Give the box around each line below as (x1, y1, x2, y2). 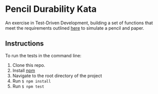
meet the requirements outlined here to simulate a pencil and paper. (5, 25, 145, 31)
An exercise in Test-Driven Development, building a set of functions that (5, 20, 153, 26)
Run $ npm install (12, 78, 51, 84)
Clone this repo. (12, 62, 45, 68)
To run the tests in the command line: (5, 52, 82, 58)
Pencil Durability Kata (5, 3, 97, 15)
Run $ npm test (12, 83, 44, 89)
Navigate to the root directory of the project (12, 73, 102, 79)
